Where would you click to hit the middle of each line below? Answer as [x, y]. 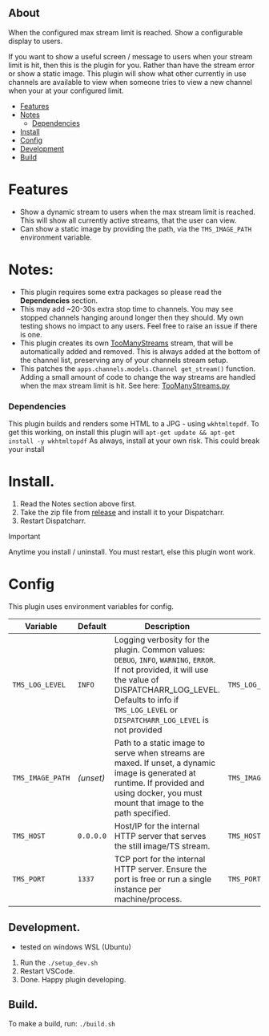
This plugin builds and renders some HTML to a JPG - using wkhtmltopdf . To [134, 423]
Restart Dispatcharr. [53, 521]
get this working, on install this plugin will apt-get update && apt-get [122, 432]
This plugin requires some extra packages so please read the [121, 292]
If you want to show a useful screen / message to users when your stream [130, 56]
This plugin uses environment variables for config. [91, 606]
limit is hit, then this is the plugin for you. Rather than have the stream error [131, 65]
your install [26, 449]
